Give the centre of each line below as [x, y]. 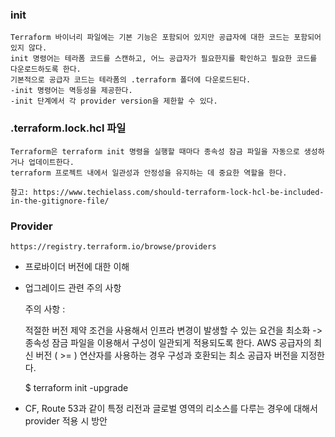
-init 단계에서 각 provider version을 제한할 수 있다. [114, 101]
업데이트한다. [51, 162]
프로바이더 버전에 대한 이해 [77, 266]
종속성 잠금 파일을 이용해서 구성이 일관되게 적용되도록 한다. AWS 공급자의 [168, 342]
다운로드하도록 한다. [46, 69]
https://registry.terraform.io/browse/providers [113, 246]
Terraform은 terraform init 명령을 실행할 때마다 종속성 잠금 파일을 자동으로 [155, 151]
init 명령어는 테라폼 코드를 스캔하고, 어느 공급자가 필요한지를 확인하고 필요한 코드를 [164, 59]
